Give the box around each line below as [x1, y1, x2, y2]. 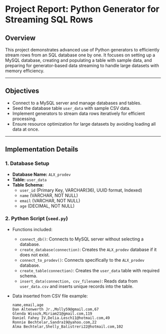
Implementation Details [5, 145, 79, 154]
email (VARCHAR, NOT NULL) [19, 197, 81, 203]
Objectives [5, 87, 40, 95]
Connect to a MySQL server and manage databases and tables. [12, 100, 142, 106]
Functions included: [12, 226, 53, 232]
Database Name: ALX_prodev [12, 171, 71, 177]
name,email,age [12, 302, 44, 307]
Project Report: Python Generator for [5, 3, 160, 15]
